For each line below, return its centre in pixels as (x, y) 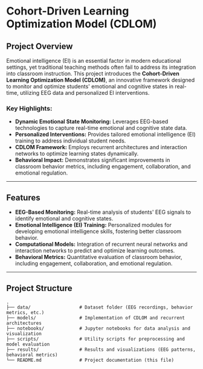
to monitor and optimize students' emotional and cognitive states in (90, 86)
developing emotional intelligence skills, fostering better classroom (98, 231)
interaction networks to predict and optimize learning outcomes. (95, 251)
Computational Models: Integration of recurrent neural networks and (101, 244)
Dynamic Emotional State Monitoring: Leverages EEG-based (92, 121)
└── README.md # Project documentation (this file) (90, 360)
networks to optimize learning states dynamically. (77, 154)
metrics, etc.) (25, 312)
